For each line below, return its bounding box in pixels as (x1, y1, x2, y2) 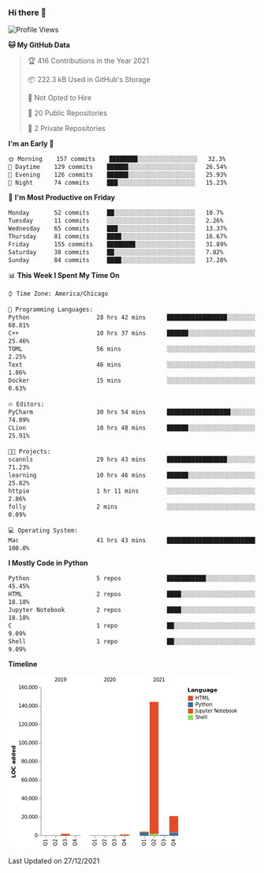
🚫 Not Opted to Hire (27, 93, 92, 103)
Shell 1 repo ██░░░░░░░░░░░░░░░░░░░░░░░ (8, 638, 256, 646)
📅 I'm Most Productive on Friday (8, 193, 116, 202)
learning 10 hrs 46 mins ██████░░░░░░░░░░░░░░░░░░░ (8, 471, 256, 480)
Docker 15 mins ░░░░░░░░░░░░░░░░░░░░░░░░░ (8, 377, 256, 385)
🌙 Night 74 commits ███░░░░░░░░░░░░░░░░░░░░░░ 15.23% (8, 179, 227, 187)
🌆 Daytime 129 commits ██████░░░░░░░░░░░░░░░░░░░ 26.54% (8, 163, 227, 171)
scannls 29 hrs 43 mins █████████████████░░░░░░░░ (8, 455, 256, 464)
